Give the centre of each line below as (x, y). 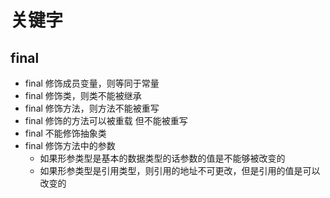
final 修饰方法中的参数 (70, 145)
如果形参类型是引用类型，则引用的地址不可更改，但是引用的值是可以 (180, 170)
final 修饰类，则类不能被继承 (83, 95)
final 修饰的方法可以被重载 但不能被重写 (106, 120)
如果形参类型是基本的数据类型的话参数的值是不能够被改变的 (162, 158)
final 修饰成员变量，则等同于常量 (92, 83)
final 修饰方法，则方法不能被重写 (92, 108)
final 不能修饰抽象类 (65, 133)
